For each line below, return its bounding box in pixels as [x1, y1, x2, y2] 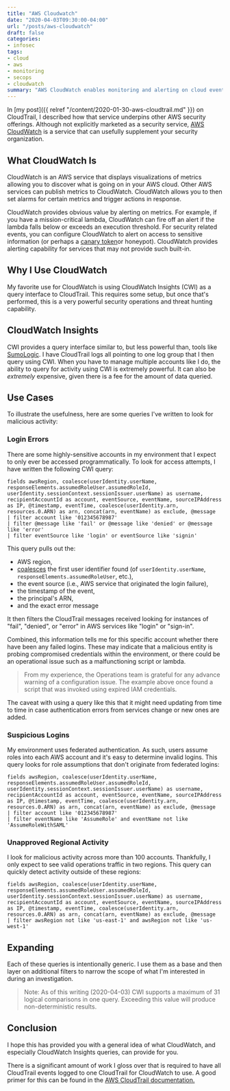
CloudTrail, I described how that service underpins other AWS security [7, 113, 207, 121]
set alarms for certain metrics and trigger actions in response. [7, 194, 181, 203]
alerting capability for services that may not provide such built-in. [7, 245, 192, 253]
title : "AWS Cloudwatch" [7, 10, 78, 17]
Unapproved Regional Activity [7, 837, 110, 847]
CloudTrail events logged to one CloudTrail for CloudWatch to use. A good [7, 1068, 216, 1077]
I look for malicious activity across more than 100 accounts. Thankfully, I [7, 853, 211, 862]
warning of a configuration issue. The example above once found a [23, 677, 214, 686]
